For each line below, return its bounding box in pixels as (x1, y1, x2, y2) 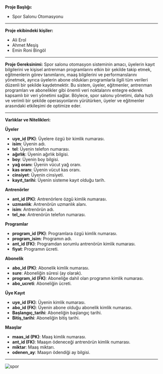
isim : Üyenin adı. (12, 141, 46, 147)
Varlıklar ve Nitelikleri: (5, 117, 51, 122)
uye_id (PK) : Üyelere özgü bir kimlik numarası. (12, 136, 105, 141)
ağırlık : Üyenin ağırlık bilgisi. (12, 151, 69, 157)
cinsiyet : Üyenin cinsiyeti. (12, 172, 65, 177)
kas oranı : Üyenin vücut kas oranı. (12, 167, 81, 173)
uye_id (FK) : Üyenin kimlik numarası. (12, 299, 86, 305)
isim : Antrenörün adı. (12, 207, 54, 212)
